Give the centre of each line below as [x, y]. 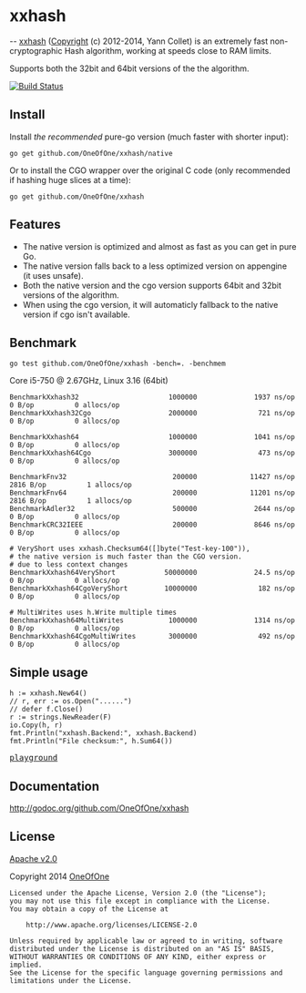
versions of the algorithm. [71, 295]
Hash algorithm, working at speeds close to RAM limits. [168, 50]
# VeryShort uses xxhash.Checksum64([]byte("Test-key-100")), [130, 549]
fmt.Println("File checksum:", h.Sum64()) [91, 742]
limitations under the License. [71, 980]
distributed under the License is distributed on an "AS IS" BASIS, [142, 948]
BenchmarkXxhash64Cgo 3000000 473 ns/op [153, 453]
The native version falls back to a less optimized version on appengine [155, 266]
